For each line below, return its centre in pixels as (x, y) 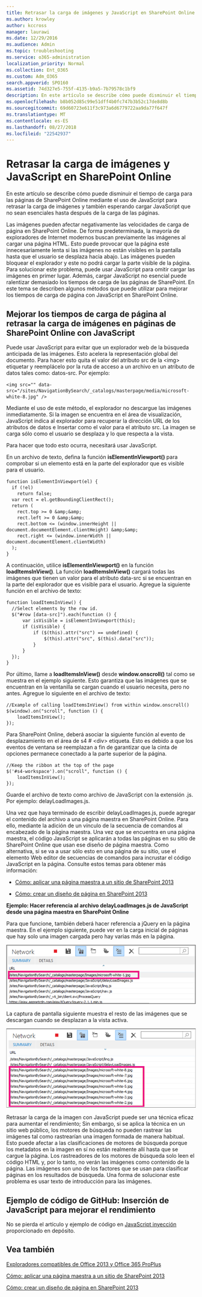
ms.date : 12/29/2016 (32, 38)
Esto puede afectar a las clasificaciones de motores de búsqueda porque (97, 1143)
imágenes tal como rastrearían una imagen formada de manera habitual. (96, 1137)
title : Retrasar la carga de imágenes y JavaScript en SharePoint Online (101, 13)
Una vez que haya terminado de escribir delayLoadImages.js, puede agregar (101, 813)
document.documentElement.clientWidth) (56, 542)
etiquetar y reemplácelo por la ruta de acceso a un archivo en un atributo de (101, 367)
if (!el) (23, 488)
